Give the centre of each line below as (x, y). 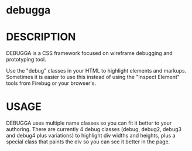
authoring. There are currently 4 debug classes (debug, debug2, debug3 (94, 129)
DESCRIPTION (41, 37)
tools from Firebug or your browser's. (51, 83)
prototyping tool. (26, 60)
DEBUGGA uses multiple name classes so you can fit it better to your (89, 123)
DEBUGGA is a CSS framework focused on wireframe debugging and (89, 53)
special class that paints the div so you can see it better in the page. (88, 142)
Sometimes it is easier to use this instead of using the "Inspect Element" (93, 77)
